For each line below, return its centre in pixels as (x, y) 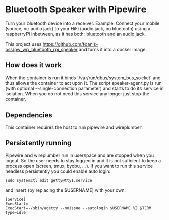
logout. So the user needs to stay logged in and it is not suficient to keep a (83, 161)
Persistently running (38, 143)
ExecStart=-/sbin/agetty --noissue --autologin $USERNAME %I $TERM (78, 208)
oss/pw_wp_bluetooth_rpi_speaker (41, 49)
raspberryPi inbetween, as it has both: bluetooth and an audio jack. (76, 34)
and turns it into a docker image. (113, 49)
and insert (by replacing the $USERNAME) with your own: (66, 190)
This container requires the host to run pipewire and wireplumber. (74, 127)
